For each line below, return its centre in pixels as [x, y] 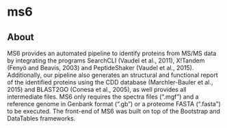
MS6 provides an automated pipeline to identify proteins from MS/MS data [112, 53]
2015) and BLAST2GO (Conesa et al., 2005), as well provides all [97, 90]
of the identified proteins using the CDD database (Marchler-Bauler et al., [110, 82]
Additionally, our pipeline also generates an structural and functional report [113, 75]
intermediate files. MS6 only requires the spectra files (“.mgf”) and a [103, 97]
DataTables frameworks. [41, 118]
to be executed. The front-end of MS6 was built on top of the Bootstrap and [114, 111]
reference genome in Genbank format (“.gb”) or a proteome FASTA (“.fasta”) [114, 104]
